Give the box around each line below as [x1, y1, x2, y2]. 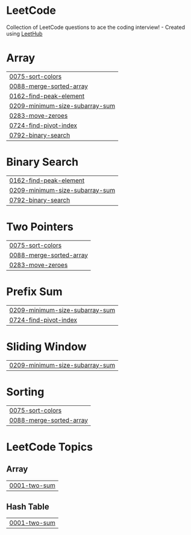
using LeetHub [6, 30, 43, 37]
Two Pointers [6, 220, 74, 233]
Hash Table [6, 501, 49, 511]
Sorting [6, 385, 45, 399]
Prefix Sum [6, 285, 63, 299]
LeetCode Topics [6, 440, 93, 454]
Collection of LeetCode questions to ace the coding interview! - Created [6, 24, 186, 31]
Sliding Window [6, 340, 87, 353]
